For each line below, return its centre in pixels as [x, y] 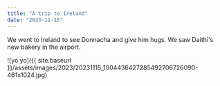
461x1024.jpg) [27, 75]
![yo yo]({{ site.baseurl [39, 60]
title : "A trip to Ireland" [48, 13]
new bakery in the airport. [44, 47]
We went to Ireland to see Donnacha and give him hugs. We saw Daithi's [110, 39]
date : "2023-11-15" [35, 20]
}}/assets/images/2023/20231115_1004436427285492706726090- [103, 67]
